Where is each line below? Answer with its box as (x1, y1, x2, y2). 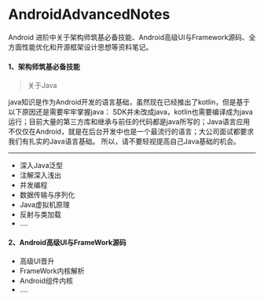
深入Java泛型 (19, 161, 64, 170)
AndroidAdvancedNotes (8, 5, 170, 24)
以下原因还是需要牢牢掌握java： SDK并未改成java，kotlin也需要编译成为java (8, 108, 253, 117)
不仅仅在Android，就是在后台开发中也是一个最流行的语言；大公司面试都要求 (8, 127, 254, 137)
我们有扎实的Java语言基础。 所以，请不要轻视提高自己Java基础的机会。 (8, 137, 241, 146)
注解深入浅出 (19, 170, 61, 180)
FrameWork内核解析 (19, 266, 85, 276)
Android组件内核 (19, 276, 73, 286)
